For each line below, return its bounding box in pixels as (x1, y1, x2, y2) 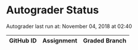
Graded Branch (83, 36, 127, 44)
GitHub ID (9, 36, 37, 44)
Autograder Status (6, 3, 99, 17)
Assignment (42, 36, 78, 44)
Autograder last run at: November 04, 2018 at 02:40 (6, 23, 133, 30)
